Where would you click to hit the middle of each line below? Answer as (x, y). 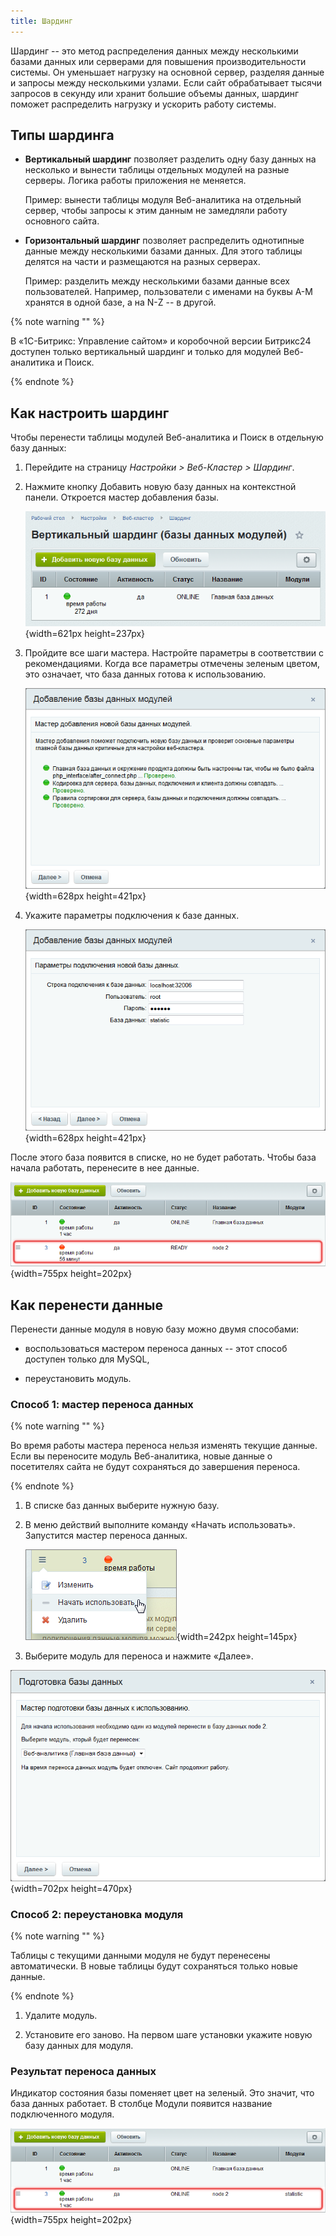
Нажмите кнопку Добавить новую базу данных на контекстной (160, 487)
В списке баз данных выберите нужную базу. (122, 1506)
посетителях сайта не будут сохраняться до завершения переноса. (155, 1467)
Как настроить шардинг (90, 413)
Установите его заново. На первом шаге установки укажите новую (168, 2034)
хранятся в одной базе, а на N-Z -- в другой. (120, 302)
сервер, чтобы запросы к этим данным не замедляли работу (156, 211)
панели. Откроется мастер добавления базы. (122, 497)
